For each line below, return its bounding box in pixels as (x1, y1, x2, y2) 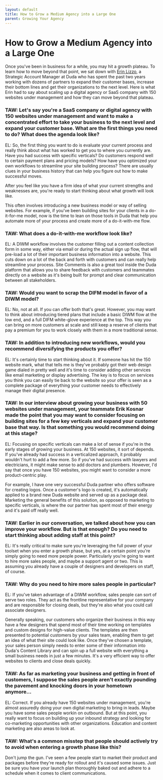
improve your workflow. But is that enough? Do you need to (5, 526, 147, 532)
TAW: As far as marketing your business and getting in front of (5, 670, 155, 677)
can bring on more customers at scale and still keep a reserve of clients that (5, 322, 157, 328)
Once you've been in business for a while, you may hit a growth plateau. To (5, 64, 155, 70)
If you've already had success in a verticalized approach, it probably (5, 451, 142, 457)
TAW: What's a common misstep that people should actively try (5, 738, 158, 744)
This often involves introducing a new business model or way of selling (5, 202, 147, 208)
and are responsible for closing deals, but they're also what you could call (5, 602, 153, 608)
